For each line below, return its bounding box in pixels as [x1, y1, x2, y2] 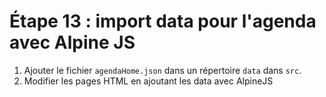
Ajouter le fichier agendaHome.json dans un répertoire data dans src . [23, 64, 302, 76]
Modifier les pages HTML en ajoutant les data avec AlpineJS [23, 75, 274, 87]
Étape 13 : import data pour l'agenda [9, 10, 317, 33]
